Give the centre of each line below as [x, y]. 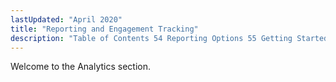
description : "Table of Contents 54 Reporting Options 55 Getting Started [169, 38]
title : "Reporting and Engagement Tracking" [104, 29]
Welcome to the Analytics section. [80, 67]
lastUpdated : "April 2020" [66, 19]
